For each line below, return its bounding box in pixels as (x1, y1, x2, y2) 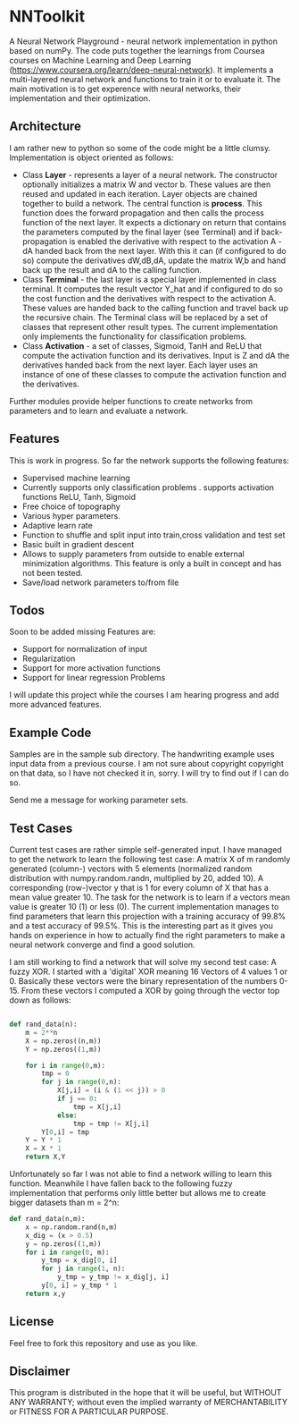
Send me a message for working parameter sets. (9, 794, 189, 806)
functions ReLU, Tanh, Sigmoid (21, 491, 137, 502)
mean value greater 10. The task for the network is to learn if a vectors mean (9, 892, 290, 903)
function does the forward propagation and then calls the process (21, 208, 265, 218)
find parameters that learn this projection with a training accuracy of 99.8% (9, 911, 287, 921)
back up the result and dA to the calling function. (21, 264, 203, 275)
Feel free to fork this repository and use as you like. (9, 1337, 198, 1348)
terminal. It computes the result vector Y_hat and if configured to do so (21, 284, 284, 294)
